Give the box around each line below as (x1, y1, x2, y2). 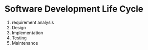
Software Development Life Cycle (4, 3, 144, 15)
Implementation (11, 30, 43, 35)
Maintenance (11, 40, 39, 46)
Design (11, 24, 26, 30)
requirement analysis (11, 19, 54, 25)
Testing (11, 35, 27, 41)
